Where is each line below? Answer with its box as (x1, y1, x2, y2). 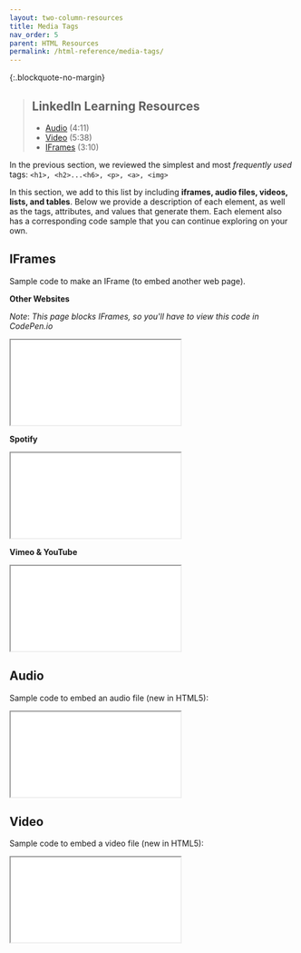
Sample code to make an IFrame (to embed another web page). (9, 275, 247, 286)
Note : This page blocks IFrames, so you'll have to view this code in (9, 311, 260, 322)
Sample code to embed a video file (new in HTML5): (9, 838, 204, 849)
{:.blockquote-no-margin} (9, 72, 106, 83)
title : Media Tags (9, 22, 79, 31)
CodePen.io (9, 320, 53, 332)
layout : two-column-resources (9, 13, 124, 23)
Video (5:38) (44, 132, 92, 143)
